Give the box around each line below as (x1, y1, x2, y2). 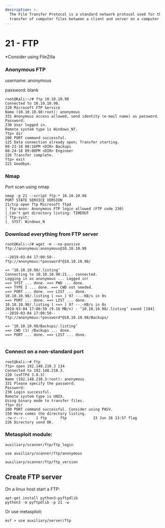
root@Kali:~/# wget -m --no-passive (5, 242, 80, 247)
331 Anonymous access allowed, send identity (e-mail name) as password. (5, 114, 160, 119)
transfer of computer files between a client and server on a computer (9, 16, 160, 21)
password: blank (5, 87, 39, 93)
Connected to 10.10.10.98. (5, 101, 60, 106)
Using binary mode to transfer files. (5, 398, 84, 403)
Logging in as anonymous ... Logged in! (5, 277, 89, 282)
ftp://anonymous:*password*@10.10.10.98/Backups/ (5, 315, 109, 320)
